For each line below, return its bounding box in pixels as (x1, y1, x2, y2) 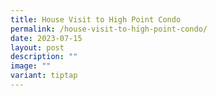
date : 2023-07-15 (10, 33, 83, 43)
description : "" (10, 52, 78, 62)
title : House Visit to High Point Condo (10, 14, 182, 25)
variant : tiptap (10, 71, 78, 81)
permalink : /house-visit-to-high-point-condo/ (10, 24, 208, 34)
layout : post (10, 42, 65, 53)
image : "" (10, 61, 52, 71)
